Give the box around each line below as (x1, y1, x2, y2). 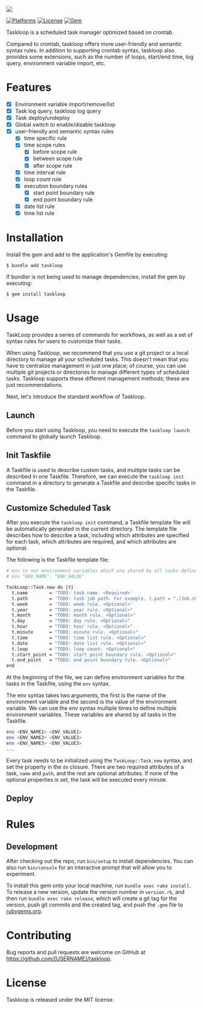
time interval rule (23, 169, 66, 176)
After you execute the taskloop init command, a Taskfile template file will (6, 519, 191, 526)
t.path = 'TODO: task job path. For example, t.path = (11, 596, 171, 602)
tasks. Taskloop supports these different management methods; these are (6, 374, 189, 382)
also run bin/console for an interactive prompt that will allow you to (6, 864, 173, 871)
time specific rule (23, 134, 67, 142)
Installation (6, 231, 64, 245)
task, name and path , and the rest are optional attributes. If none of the (6, 769, 179, 777)
